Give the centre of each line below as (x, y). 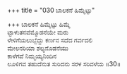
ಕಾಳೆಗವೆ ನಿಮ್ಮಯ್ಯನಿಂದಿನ (32, 56)
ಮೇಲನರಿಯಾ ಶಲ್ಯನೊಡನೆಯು (38, 48)
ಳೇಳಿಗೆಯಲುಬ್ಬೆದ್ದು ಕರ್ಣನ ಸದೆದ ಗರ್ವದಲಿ (50, 40)
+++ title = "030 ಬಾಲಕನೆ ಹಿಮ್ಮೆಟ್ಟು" (51, 10)
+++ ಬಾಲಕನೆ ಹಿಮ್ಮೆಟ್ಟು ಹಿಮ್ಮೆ (39, 24)
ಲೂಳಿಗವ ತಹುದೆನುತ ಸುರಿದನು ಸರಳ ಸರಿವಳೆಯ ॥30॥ (64, 64)
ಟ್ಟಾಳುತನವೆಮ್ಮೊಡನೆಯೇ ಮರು (38, 32)
